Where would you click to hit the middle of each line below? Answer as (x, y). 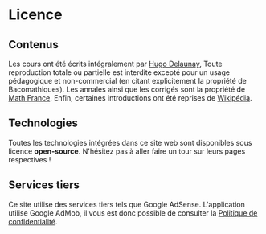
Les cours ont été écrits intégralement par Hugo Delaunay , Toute (115, 64)
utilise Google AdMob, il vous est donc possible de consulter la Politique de (133, 213)
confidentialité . (33, 221)
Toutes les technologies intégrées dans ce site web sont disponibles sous (130, 142)
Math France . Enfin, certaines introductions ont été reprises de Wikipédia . (130, 98)
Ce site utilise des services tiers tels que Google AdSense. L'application (127, 204)
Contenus (33, 45)
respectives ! (30, 159)
